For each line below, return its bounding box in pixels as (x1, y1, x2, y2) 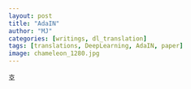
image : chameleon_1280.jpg (8, 49, 100, 57)
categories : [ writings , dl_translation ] (8, 34, 148, 43)
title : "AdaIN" (8, 19, 60, 28)
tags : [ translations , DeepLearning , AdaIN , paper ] (8, 42, 184, 50)
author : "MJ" (8, 27, 53, 35)
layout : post (8, 11, 53, 20)
